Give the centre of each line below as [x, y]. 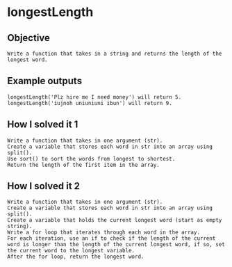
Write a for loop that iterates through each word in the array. [103, 233]
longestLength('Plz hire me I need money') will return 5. [94, 97]
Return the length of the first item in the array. [83, 165]
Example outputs [44, 81]
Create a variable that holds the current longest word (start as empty [115, 220]
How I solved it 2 [44, 186]
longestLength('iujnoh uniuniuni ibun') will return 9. [90, 103]
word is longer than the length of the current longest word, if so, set [116, 245]
